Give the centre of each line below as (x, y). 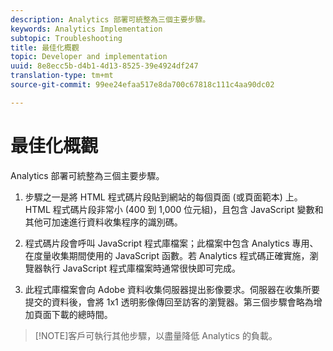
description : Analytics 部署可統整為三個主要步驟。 (110, 19)
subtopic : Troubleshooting (66, 38)
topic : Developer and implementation (89, 57)
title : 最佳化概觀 (45, 47)
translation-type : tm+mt (62, 76)
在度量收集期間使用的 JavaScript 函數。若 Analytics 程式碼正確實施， (167, 255)
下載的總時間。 (82, 314)
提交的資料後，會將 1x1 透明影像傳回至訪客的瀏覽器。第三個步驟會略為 (169, 302)
